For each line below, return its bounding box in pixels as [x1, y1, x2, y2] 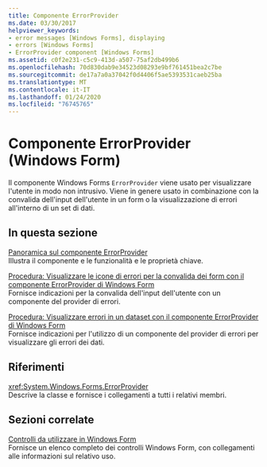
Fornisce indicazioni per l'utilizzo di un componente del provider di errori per [8, 329, 259, 338]
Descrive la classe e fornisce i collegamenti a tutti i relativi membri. [8, 390, 227, 399]
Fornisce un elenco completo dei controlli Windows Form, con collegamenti [8, 442, 255, 452]
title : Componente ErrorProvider [8, 11, 119, 20]
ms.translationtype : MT [8, 78, 87, 86]
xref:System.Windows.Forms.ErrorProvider [8, 381, 149, 391]
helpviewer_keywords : [8, 26, 80, 34]
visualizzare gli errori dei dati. [8, 337, 105, 347]
